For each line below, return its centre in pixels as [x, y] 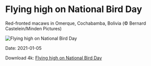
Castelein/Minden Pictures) [34, 28]
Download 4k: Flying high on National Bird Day [54, 58]
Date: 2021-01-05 [23, 48]
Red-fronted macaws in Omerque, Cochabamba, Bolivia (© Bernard [76, 23]
